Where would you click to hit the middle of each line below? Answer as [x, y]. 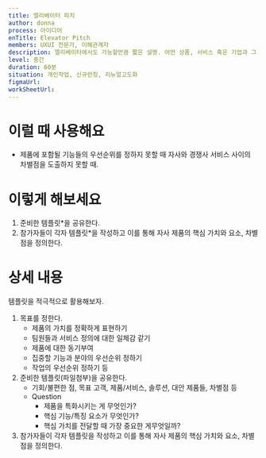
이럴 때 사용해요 [56, 131]
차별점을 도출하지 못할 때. [59, 164]
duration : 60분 [33, 67]
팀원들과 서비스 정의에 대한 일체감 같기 [91, 338]
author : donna [32, 23]
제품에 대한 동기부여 [62, 348]
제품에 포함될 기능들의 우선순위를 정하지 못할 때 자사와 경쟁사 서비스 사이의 [135, 155]
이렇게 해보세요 [55, 200]
